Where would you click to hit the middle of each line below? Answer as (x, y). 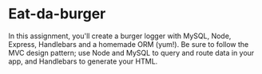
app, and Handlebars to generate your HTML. (83, 61)
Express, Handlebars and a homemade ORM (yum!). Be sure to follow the (129, 44)
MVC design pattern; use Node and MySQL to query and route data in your (131, 53)
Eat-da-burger (57, 14)
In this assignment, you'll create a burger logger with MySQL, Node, (120, 36)
